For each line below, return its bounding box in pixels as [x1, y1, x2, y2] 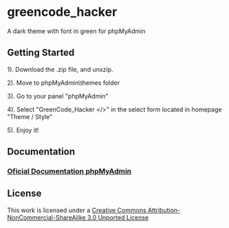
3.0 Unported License [87, 213, 149, 221]
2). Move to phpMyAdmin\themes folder [7, 79, 120, 87]
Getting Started [7, 47, 75, 59]
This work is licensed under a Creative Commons [7, 206, 146, 214]
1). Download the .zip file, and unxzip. [7, 65, 113, 73]
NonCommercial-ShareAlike [7, 213, 86, 221]
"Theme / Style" [7, 112, 53, 121]
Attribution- [147, 206, 181, 214]
